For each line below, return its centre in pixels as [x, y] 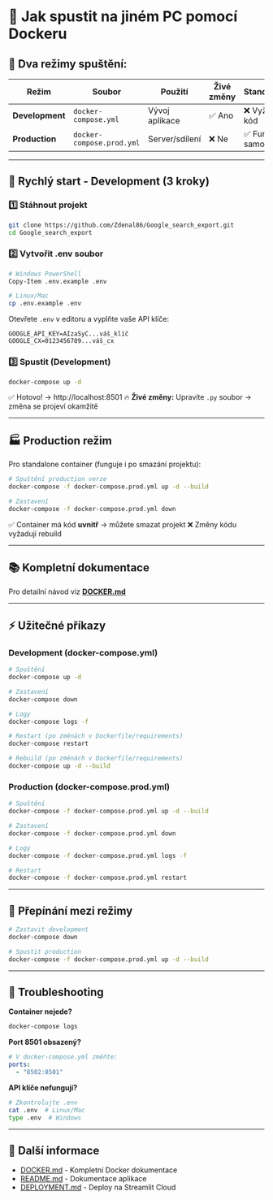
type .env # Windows [45, 1118]
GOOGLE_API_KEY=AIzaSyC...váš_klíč [69, 334]
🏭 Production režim [60, 441]
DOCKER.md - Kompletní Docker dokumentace [99, 1170]
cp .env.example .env [45, 304]
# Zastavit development [49, 929]
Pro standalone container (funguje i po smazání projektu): [105, 464]
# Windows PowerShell [45, 274]
